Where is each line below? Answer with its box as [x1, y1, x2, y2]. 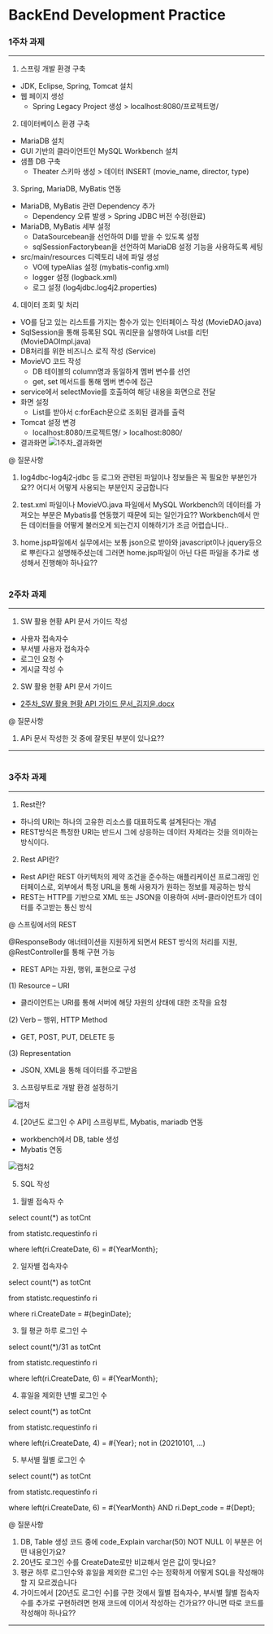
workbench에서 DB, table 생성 [19, 1134, 119, 1144]
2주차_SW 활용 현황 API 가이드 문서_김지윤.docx [19, 699, 175, 709]
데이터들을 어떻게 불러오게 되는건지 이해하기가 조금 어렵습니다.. [28, 520, 229, 530]
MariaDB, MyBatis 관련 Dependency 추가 [19, 201, 156, 211]
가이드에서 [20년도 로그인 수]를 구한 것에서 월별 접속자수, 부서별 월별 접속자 [19, 1588, 260, 1597]
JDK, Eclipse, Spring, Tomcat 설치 [19, 81, 133, 91]
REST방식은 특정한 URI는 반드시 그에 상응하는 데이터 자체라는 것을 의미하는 [19, 826, 258, 836]
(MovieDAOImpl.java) [19, 336, 92, 347]
